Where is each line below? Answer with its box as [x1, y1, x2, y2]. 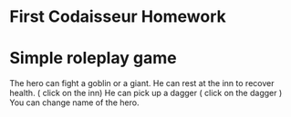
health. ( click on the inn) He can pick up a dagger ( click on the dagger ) [9, 88, 283, 99]
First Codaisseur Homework [9, 6, 226, 27]
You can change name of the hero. [9, 97, 140, 108]
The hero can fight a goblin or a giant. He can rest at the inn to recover [9, 78, 275, 89]
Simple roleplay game [9, 48, 177, 69]
